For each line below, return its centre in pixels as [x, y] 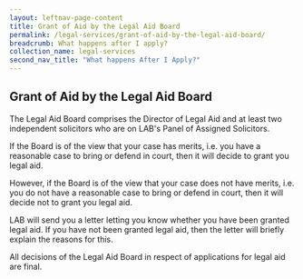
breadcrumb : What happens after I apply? [89, 43]
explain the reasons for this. [61, 239]
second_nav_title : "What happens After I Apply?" [105, 60]
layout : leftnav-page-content [67, 18]
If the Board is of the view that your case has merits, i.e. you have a [135, 145]
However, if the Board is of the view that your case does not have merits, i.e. [152, 183]
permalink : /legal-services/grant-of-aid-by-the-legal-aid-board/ [137, 35]
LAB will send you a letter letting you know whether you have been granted [150, 220]
